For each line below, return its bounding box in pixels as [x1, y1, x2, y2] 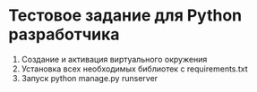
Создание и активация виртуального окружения [21, 54, 208, 64]
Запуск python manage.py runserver [21, 72, 158, 83]
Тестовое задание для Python [8, 5, 243, 26]
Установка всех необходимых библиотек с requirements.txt [21, 63, 248, 74]
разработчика [8, 24, 120, 45]
